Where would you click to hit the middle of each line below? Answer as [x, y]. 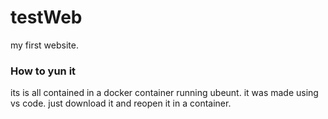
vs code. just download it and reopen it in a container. [121, 103]
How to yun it [43, 71]
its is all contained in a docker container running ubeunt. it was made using [164, 93]
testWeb [46, 17]
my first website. [44, 45]
